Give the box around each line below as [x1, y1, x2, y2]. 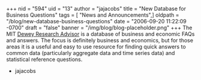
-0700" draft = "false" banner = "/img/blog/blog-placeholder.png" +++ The [6, 24, 193, 31]
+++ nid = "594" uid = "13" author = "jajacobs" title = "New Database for [6, 5, 187, 12]
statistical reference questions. [6, 56, 83, 63]
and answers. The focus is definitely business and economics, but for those [6, 37, 194, 44]
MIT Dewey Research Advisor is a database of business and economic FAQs [6, 30, 195, 38]
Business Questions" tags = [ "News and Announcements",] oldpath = [6, 11, 179, 19]
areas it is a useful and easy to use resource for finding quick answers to [6, 43, 186, 50]
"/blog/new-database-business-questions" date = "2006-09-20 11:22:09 [6, 18, 187, 24]
